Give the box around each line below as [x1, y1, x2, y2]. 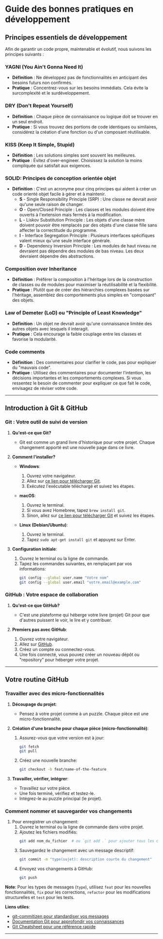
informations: [19, 566, 46, 572]
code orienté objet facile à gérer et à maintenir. [12, 191, 106, 197]
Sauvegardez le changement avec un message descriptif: [19, 848, 135, 854]
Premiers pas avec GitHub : [12, 626, 67, 633]
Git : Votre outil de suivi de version [5, 419, 88, 426]
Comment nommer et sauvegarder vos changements [5, 808, 132, 815]
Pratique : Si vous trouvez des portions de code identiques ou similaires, [12, 123, 158, 130]
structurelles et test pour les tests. [5, 895, 75, 900]
